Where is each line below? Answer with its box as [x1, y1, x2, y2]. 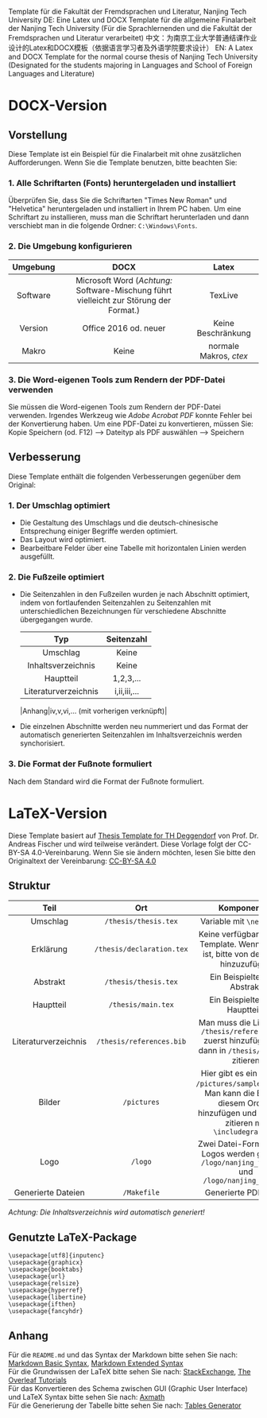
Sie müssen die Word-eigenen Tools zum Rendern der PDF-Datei [8, 401, 221, 412]
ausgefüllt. [19, 552, 56, 561]
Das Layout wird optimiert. [19, 535, 106, 544]
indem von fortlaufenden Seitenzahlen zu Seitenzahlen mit [19, 598, 211, 607]
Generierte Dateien [14, 1187, 85, 1199]
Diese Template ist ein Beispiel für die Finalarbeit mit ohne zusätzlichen [8, 149, 242, 158]
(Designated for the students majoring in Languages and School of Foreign [8, 60, 253, 70]
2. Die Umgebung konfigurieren [8, 241, 133, 252]
